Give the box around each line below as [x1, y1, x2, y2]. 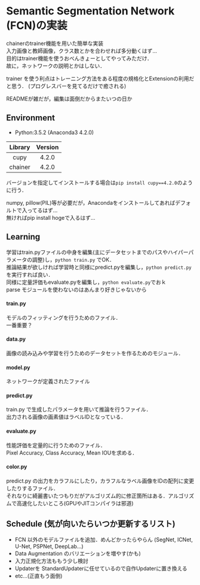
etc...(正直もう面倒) [14, 572, 63, 579]
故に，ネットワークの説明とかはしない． [6, 62, 106, 69]
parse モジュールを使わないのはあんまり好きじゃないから [6, 286, 147, 293]
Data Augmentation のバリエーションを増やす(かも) [14, 550, 141, 557]
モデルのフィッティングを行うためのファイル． [6, 314, 121, 321]
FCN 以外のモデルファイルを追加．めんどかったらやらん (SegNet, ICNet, [14, 536, 193, 543]
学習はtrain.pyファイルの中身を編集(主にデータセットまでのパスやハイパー [6, 248, 189, 256]
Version [36, 143, 59, 151]
